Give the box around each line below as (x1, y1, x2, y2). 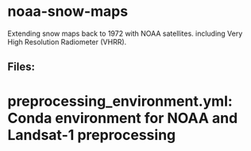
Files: (7, 60, 35, 74)
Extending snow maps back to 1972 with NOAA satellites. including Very (7, 29, 243, 38)
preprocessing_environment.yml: (7, 92, 234, 110)
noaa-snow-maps (7, 2, 129, 21)
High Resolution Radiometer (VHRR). (7, 37, 127, 46)
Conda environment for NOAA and (7, 109, 238, 127)
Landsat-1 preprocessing (7, 126, 176, 144)
